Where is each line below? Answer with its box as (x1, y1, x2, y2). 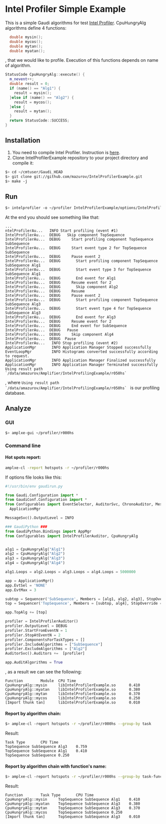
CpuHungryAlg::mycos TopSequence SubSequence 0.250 (5, 810, 123, 815)
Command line (5, 442, 41, 449)
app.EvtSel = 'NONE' (5, 583, 48, 588)
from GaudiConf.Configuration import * (5, 497, 87, 502)
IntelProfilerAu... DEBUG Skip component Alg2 (5, 285, 119, 289)
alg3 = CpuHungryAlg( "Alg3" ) (5, 556, 65, 561)
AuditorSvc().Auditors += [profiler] (5, 651, 85, 656)
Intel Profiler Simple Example (5, 3, 126, 15)
